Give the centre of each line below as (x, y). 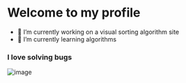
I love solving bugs (40, 57)
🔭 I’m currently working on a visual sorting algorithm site (98, 32)
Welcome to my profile (74, 13)
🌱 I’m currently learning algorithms (67, 39)
